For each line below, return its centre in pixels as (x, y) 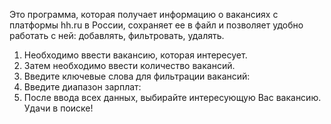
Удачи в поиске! (58, 108)
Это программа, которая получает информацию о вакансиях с (144, 14)
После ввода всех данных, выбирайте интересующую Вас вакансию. (172, 97)
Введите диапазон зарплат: (82, 87)
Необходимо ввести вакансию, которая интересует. (135, 55)
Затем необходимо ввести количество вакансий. (129, 65)
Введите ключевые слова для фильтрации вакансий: (137, 76)
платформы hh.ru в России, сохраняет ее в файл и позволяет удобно (156, 25)
